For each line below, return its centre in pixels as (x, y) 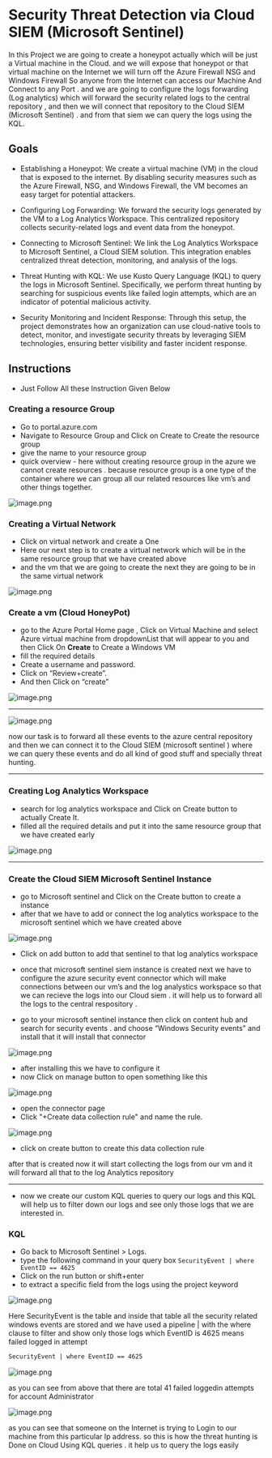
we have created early (57, 834)
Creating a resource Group (62, 409)
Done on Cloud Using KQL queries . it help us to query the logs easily (123, 1445)
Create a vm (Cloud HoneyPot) (70, 613)
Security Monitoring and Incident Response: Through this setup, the (133, 317)
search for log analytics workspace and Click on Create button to (129, 809)
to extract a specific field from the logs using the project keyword (129, 1285)
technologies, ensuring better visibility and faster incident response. (134, 343)
